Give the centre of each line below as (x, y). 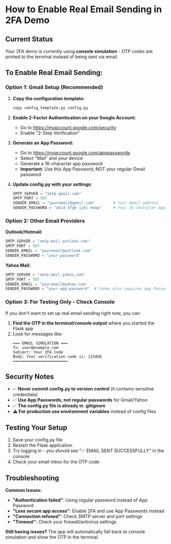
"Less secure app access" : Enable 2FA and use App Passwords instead (88, 511)
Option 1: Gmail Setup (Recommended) (54, 87)
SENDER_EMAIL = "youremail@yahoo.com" (46, 284)
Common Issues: (24, 490)
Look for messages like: (37, 334)
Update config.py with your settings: (52, 184)
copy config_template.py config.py (50, 108)
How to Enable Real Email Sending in (83, 9)
